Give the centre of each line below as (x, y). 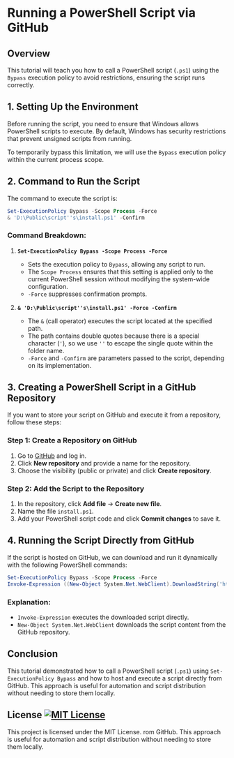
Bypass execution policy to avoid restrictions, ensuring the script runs (106, 77)
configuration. (48, 286)
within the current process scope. (56, 159)
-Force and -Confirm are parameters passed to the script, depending (126, 358)
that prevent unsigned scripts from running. (70, 138)
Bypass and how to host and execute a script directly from (140, 678)
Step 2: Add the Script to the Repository (76, 489)
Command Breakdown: (47, 235)
